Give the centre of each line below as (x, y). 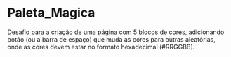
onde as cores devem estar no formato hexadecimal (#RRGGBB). (101, 47)
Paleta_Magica (51, 13)
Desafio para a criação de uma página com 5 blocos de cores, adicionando (116, 32)
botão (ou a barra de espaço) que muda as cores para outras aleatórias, (112, 39)
